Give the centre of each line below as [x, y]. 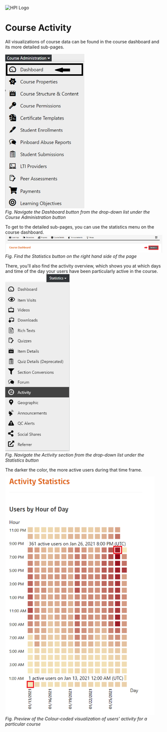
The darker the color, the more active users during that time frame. [74, 470]
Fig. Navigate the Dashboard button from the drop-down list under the [78, 212]
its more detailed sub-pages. [35, 47]
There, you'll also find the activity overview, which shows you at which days [83, 266]
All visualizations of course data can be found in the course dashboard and [82, 41]
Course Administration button [35, 217]
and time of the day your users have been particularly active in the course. [82, 271]
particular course [23, 724]
